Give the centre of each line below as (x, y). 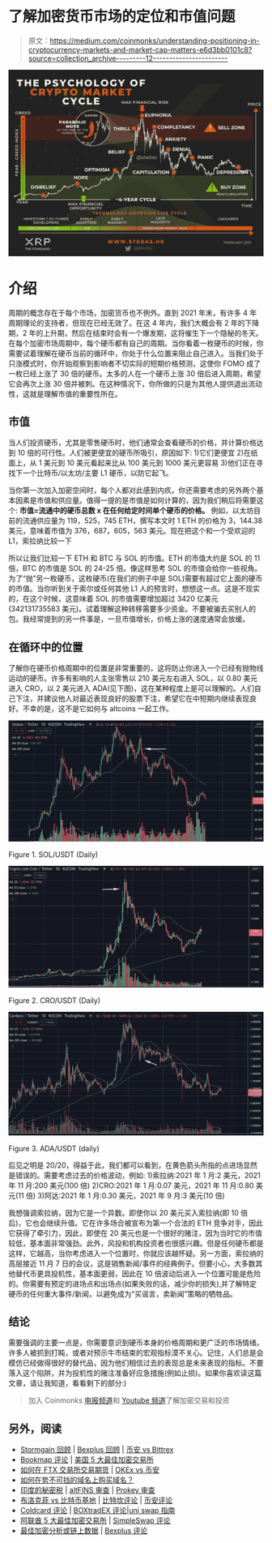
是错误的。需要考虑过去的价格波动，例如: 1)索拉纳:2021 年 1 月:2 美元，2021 (135, 1175)
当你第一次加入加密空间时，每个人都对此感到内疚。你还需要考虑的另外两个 (132, 491)
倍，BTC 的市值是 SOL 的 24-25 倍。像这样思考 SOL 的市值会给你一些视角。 (135, 568)
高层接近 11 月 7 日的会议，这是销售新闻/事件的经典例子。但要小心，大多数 (132, 1263)
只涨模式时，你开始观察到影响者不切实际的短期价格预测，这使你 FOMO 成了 (135, 363)
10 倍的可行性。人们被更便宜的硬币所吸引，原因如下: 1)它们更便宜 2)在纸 (138, 453)
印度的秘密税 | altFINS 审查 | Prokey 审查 (87, 1490)
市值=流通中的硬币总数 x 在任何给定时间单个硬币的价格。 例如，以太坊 (136, 511)
